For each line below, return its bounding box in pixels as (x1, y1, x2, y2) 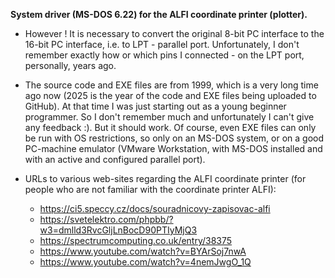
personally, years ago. (24, 60, 117, 71)
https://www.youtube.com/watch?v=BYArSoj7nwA (39, 245, 247, 257)
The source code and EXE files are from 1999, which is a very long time (24, 79, 319, 91)
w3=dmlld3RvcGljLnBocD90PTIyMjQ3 (39, 224, 198, 236)
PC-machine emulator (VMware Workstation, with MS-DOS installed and (24, 143, 323, 154)
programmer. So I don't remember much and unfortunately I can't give (24, 111, 315, 123)
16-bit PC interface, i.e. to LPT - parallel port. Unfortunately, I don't (24, 39, 300, 50)
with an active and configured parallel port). (24, 154, 206, 165)
